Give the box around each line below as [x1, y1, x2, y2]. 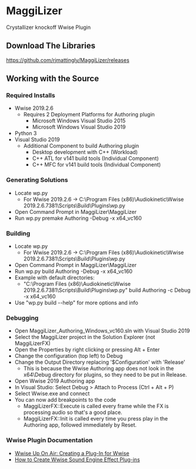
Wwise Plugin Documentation [6, 436, 93, 444]
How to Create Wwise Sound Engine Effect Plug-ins [14, 456, 140, 463]
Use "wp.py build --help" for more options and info [14, 299, 138, 307]
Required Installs [6, 92, 55, 100]
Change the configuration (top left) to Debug [14, 353, 123, 360]
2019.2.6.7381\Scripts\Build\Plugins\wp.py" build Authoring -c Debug [23, 286, 191, 294]
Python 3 [14, 130, 37, 137]
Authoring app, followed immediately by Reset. [23, 421, 137, 429]
